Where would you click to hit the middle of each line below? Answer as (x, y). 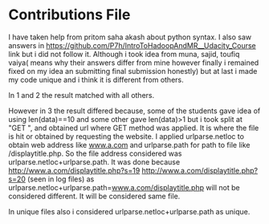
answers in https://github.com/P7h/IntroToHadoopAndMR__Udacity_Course (132, 45)
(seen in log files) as (61, 179)
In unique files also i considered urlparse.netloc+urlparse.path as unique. (129, 211)
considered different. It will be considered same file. (94, 196)
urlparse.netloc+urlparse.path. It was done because (94, 161)
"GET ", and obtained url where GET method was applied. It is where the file (134, 128)
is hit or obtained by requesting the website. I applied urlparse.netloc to (126, 136)
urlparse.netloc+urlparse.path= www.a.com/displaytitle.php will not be (124, 187)
